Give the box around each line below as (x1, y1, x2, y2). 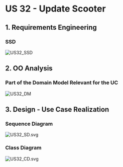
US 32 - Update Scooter (5, 3, 106, 15)
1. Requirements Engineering (5, 23, 97, 32)
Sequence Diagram (5, 120, 53, 127)
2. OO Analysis (5, 64, 53, 73)
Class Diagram (5, 144, 42, 151)
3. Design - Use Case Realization (5, 105, 109, 114)
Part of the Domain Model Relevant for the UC (5, 79, 118, 86)
